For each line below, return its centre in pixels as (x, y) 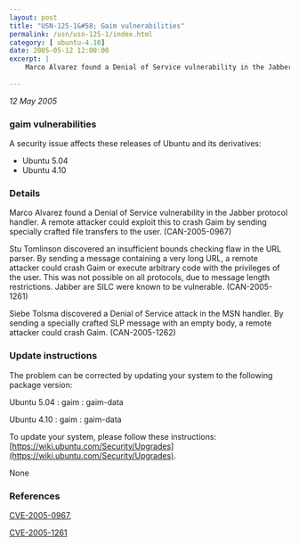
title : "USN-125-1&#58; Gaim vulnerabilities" (97, 26)
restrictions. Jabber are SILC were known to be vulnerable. (117, 287)
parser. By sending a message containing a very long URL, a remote (133, 259)
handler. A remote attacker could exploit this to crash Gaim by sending (138, 222)
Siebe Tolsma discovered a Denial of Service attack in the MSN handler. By (146, 314)
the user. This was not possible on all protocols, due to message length (140, 277)
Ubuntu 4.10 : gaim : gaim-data (65, 419)
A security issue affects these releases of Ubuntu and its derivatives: (135, 144)
